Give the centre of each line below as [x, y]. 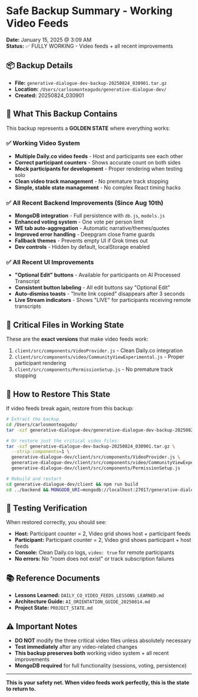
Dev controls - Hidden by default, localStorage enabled [82, 247]
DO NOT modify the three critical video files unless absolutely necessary [103, 640]
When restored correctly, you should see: [57, 522]
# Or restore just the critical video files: [63, 440]
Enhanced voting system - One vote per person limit [79, 222]
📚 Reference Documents [53, 578]
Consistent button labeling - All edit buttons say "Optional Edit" [92, 288]
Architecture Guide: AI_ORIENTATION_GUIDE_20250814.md [82, 601]
